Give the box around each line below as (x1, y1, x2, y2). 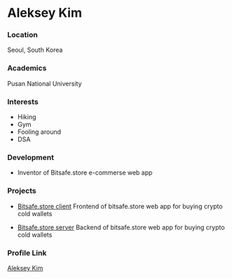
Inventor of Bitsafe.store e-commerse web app (17, 168, 153, 177)
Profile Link (7, 247, 47, 257)
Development (7, 153, 55, 162)
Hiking (17, 113, 36, 121)
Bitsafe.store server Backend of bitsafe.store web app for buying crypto (17, 223, 226, 231)
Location (7, 30, 39, 40)
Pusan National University (7, 79, 82, 88)
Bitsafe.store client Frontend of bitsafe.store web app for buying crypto (17, 202, 223, 210)
